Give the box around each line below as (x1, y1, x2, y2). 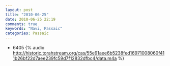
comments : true (5, 21, 38, 27)
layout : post (5, 7, 33, 13)
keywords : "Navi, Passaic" (5, 26, 63, 31)
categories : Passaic (5, 31, 49, 36)
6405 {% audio (12, 45, 45, 50)
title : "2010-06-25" (5, 12, 49, 17)
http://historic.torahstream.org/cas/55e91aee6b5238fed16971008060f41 (12, 50, 164, 56)
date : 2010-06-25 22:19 (5, 17, 56, 22)
